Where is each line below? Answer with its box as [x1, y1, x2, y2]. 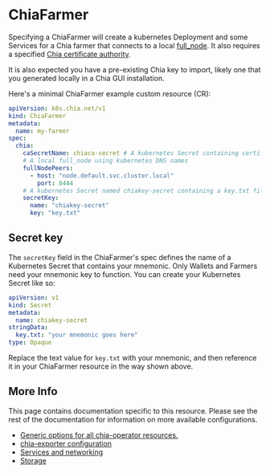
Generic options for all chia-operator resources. [19, 430, 178, 439]
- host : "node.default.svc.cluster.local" [29, 171, 174, 180]
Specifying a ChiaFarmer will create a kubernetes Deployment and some [8, 32, 248, 42]
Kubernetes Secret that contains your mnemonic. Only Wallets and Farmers [8, 261, 258, 271]
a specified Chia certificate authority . [8, 49, 131, 59]
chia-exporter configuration [19, 438, 112, 448]
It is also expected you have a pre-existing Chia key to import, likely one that [8, 64, 261, 74]
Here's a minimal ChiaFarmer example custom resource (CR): [8, 88, 211, 98]
